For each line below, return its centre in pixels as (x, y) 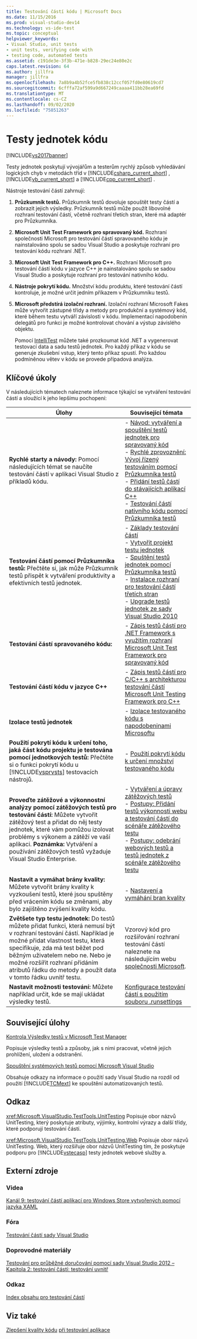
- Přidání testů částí (152, 481)
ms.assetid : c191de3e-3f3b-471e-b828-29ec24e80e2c (69, 61)
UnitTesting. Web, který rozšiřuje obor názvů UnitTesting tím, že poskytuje (96, 1146)
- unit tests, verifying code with (50, 50)
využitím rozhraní (149, 640)
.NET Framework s (150, 633)
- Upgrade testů (147, 602)
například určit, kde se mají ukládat (57, 994)
